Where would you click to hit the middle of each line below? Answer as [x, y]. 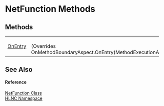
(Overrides [43, 46]
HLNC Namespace [24, 98]
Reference [16, 82]
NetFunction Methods [50, 9]
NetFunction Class [24, 93]
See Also [19, 70]
